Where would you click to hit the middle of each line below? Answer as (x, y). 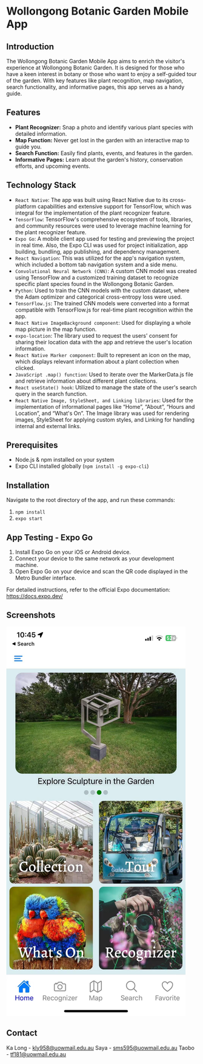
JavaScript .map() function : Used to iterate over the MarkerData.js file (104, 374)
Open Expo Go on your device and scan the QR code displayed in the (101, 572)
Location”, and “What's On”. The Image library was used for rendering (102, 413)
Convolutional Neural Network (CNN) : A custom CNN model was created (106, 271)
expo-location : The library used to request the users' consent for (96, 335)
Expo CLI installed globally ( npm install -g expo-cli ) (82, 466)
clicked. (25, 368)
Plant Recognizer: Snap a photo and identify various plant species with (104, 127)
